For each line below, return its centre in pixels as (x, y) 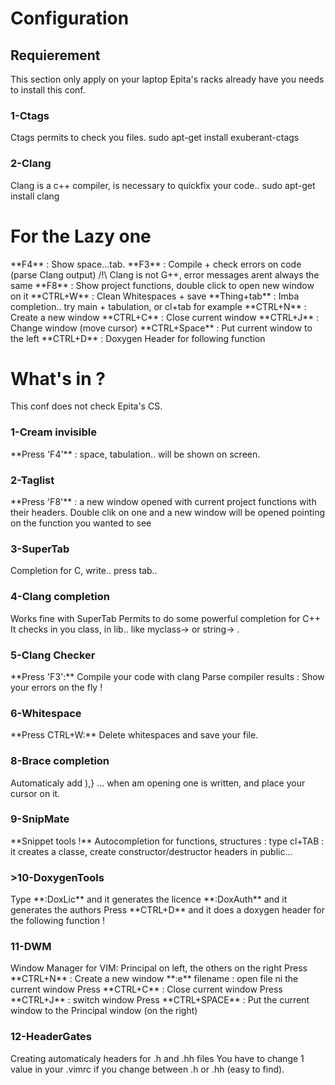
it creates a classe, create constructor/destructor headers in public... (151, 851)
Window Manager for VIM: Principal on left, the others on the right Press (159, 968)
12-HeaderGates (51, 1037)
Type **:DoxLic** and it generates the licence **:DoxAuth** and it (149, 899)
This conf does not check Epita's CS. (86, 406)
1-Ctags (30, 115)
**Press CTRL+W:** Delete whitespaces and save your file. (134, 735)
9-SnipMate (40, 819)
